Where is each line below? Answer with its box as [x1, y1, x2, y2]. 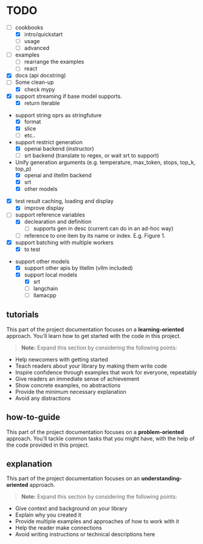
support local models [24, 271, 78, 278]
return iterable [24, 99, 60, 106]
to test [24, 246, 41, 253]
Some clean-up [15, 78, 54, 86]
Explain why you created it [15, 511, 82, 518]
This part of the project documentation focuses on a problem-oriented [6, 428, 184, 435]
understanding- [141, 475, 182, 482]
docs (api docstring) [15, 72, 66, 79]
